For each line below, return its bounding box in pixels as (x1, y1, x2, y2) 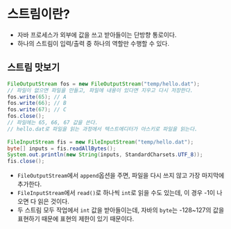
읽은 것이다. (37, 197, 69, 205)
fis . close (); (7, 158, 45, 165)
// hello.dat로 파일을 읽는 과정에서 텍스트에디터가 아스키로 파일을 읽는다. (7, 126, 198, 133)
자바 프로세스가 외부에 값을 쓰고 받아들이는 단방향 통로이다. (17, 31, 177, 39)
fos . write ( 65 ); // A (7, 93, 67, 101)
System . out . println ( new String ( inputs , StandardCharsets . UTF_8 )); (7, 151, 203, 158)
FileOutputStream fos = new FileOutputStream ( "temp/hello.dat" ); (7, 80, 200, 87)
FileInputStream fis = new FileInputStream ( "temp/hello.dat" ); (7, 138, 194, 146)
